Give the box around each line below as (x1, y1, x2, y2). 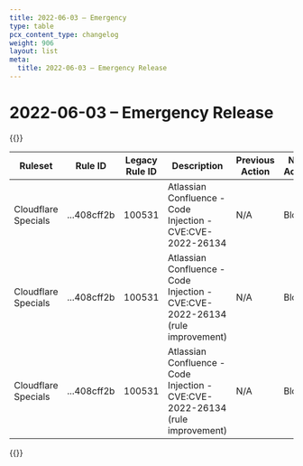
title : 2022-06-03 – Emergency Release (17, 64, 168, 73)
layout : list (9, 47, 59, 56)
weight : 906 (9, 38, 54, 48)
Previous (235, 154, 275, 166)
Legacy (124, 154, 158, 166)
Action (240, 164, 271, 177)
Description (171, 159, 224, 172)
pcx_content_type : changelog (9, 30, 119, 39)
